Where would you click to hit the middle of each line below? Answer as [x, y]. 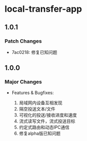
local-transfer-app [43, 9]
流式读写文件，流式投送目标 [47, 121]
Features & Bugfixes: [33, 93]
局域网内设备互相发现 [41, 103]
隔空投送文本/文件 [37, 109]
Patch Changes [23, 41]
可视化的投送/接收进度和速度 [48, 115]
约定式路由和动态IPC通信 [44, 127]
